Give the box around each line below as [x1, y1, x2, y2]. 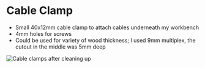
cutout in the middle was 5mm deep [15, 43, 106, 50]
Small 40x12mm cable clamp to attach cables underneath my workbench [15, 24, 199, 31]
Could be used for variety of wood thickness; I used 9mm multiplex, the [15, 36, 196, 44]
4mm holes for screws [15, 30, 72, 37]
